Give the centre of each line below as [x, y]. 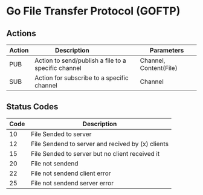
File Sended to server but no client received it [95, 153]
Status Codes [32, 107]
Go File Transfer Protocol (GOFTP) [93, 11]
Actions [21, 34]
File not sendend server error [72, 183]
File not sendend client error [71, 173]
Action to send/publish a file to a [80, 60]
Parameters [167, 50]
